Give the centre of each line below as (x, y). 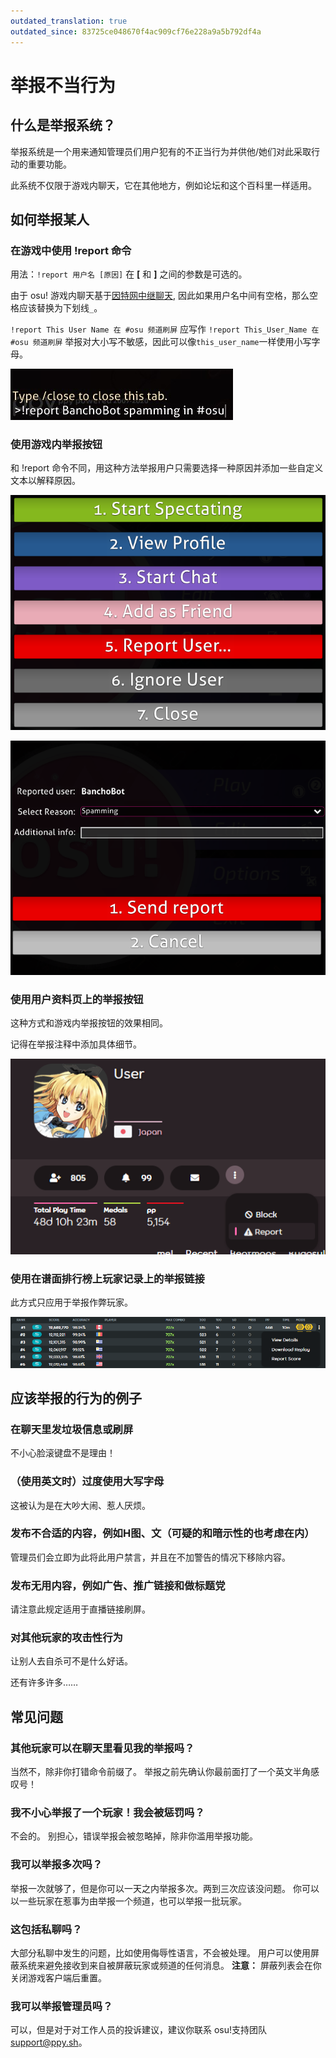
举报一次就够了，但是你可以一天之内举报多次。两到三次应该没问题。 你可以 (165, 1888)
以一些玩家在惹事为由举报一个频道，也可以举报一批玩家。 (128, 1901)
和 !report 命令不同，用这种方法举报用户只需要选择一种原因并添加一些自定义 (167, 468)
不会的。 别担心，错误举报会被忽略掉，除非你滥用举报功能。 (134, 1836)
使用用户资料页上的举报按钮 (77, 999)
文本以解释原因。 (45, 481)
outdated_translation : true (69, 21)
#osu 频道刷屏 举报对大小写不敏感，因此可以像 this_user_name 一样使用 (152, 342)
